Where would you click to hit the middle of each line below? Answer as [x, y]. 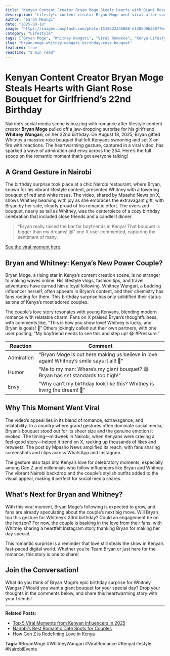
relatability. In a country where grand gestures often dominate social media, [84, 425]
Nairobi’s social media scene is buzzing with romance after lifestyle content [84, 124]
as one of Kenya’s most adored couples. [47, 302]
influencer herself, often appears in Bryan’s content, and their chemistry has [84, 291]
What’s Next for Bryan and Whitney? [64, 495]
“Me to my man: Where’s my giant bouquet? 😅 [94, 369]
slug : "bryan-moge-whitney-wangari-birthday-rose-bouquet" [69, 43]
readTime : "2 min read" [30, 52]
